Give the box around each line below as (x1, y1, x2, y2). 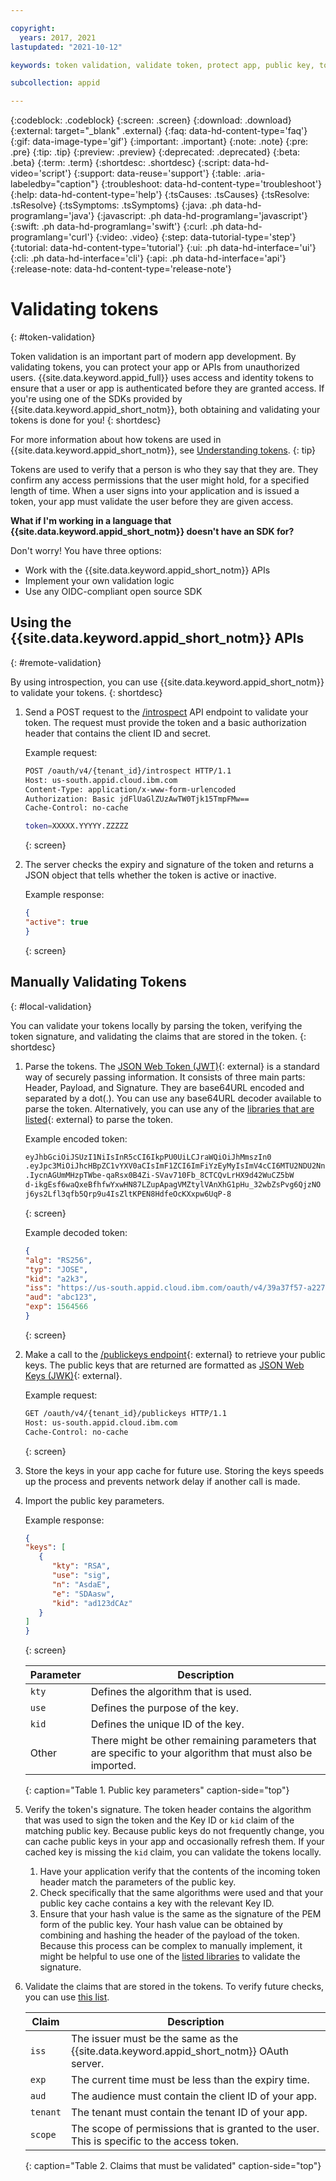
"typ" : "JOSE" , (24, 1264, 89, 1275)
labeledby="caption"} (10, 178, 99, 190)
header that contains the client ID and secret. (24, 727, 212, 739)
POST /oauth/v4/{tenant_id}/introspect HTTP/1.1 (24, 766, 232, 776)
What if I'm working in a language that (10, 515, 172, 527)
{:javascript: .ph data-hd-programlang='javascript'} (96, 210, 308, 222)
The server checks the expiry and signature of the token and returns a (24, 859, 315, 871)
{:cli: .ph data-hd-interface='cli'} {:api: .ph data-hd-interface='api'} (10, 252, 287, 265)
